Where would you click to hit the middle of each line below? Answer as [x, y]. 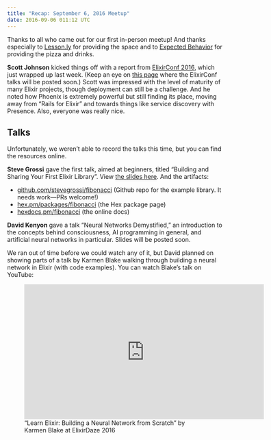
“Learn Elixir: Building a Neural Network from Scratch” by [105, 423]
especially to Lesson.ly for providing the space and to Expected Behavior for [115, 47]
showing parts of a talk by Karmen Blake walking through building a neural [112, 260]
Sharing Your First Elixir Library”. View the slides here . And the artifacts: [108, 177]
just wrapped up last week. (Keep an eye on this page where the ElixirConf [112, 74]
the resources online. [37, 156]
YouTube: [21, 275]
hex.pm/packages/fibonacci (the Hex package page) [91, 205]
